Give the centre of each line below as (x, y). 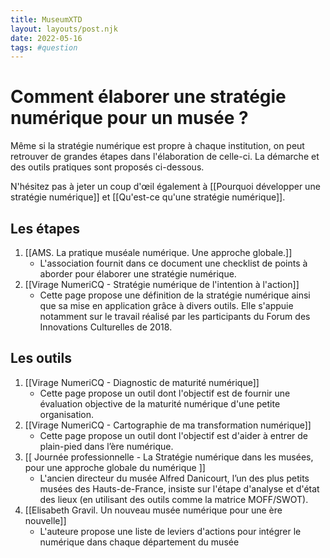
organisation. (67, 414)
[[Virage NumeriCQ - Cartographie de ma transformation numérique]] (168, 425)
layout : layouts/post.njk (64, 29)
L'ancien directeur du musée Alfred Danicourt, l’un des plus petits (174, 478)
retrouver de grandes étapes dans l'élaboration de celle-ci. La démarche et (165, 157)
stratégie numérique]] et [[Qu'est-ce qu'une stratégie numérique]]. (148, 197)
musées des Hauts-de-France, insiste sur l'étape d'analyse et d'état (179, 488)
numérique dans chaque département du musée (139, 542)
